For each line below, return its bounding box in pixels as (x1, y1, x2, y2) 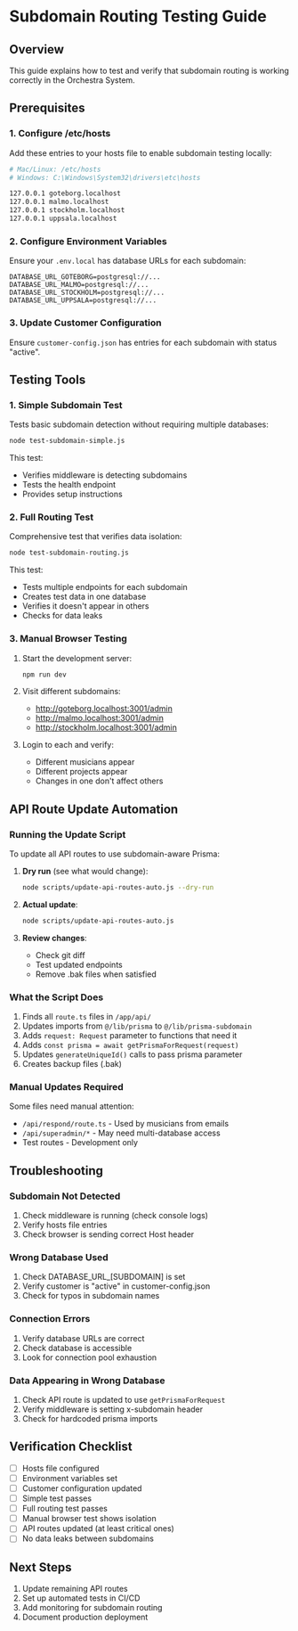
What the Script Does (9, 991, 104, 1004)
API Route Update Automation (9, 801, 179, 816)
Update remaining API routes (21, 1584, 128, 1594)
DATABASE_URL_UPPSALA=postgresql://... (9, 296, 157, 305)
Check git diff (35, 949, 86, 960)
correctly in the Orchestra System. (9, 75, 135, 86)
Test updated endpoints (35, 959, 123, 970)
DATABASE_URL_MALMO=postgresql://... (9, 281, 149, 290)
